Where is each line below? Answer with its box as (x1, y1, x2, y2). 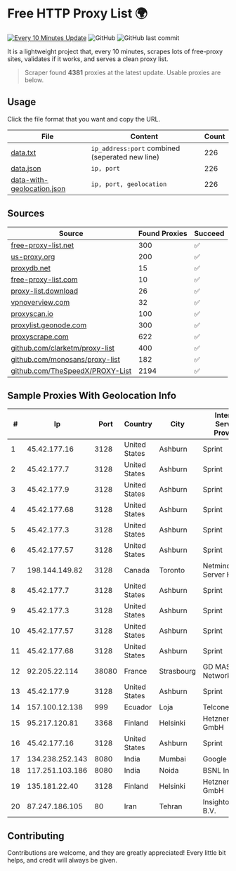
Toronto (159, 565, 185, 575)
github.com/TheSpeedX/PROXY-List (11, 366, 132, 376)
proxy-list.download (11, 286, 79, 296)
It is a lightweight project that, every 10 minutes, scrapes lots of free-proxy (7, 47, 223, 55)
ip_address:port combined (91, 143, 181, 153)
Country (124, 419, 152, 429)
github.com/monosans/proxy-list (11, 354, 121, 364)
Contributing (7, 830, 65, 841)
